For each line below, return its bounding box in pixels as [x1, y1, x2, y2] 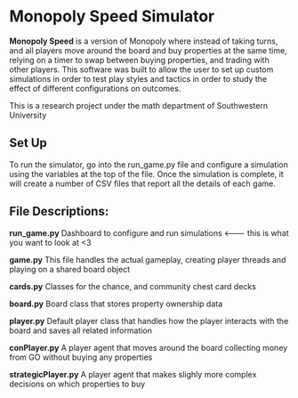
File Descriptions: [9, 204, 109, 219]
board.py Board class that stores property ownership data [9, 298, 223, 309]
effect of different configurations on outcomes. [9, 83, 181, 93]
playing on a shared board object [9, 264, 131, 274]
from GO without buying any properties [9, 352, 153, 362]
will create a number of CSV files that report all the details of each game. [9, 178, 276, 189]
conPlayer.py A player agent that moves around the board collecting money [9, 342, 288, 353]
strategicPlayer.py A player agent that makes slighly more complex [9, 369, 257, 379]
